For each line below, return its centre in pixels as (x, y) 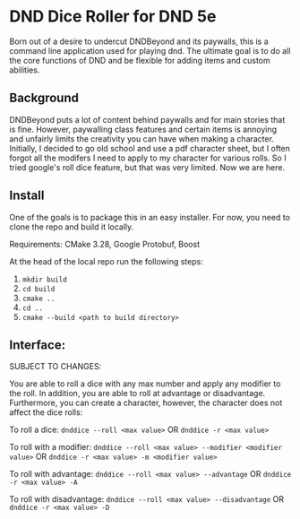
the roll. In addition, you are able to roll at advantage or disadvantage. (137, 394)
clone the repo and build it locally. (72, 227)
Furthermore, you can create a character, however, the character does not (146, 403)
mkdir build (44, 280)
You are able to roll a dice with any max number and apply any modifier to (145, 384)
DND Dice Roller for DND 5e (113, 17)
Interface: (37, 345)
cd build (39, 289)
